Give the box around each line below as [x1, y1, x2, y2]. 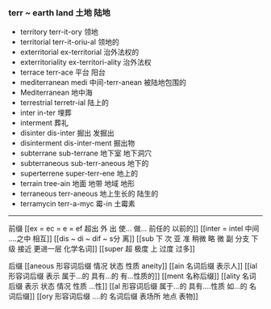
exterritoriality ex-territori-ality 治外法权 [19, 57, 152, 67]
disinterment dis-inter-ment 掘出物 [19, 138, 135, 148]
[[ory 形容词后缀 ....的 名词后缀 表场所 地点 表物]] [36, 291, 199, 301]
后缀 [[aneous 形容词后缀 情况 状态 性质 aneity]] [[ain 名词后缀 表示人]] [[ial [8, 261, 258, 271]
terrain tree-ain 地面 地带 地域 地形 [19, 179, 135, 188]
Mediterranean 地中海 [19, 87, 93, 98]
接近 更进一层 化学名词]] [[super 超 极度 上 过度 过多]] [17, 244, 195, 254]
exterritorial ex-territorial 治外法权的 [19, 47, 140, 57]
